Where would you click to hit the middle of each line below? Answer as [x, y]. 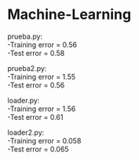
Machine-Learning [69, 15]
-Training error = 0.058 [44, 140]
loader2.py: [26, 132]
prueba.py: [25, 36]
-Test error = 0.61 [35, 117]
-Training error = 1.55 [42, 76]
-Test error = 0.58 [36, 53]
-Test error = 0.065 [38, 149]
